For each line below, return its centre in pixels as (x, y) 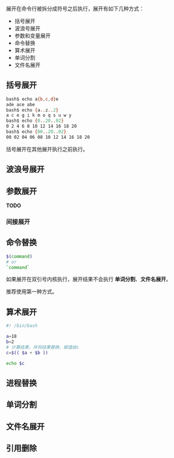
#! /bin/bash (22, 326)
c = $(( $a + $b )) (27, 353)
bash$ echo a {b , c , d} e (32, 99)
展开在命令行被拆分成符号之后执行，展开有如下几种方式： (75, 8)
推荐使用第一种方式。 (32, 292)
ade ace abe (20, 104)
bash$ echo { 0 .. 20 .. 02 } (35, 121)
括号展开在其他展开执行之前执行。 (47, 149)
